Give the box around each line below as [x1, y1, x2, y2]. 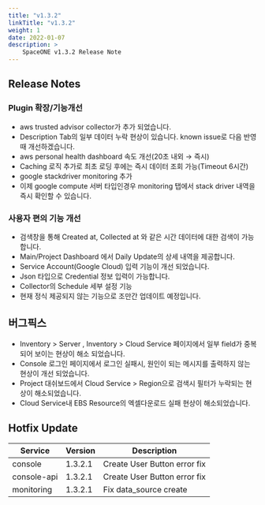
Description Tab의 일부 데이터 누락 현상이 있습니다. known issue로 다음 [19, 132, 242, 141]
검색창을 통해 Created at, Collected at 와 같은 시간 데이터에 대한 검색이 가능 [19, 232, 255, 241]
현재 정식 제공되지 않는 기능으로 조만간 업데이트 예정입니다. [19, 291, 201, 301]
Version [65, 445, 96, 456]
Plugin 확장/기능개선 [8, 103, 83, 114]
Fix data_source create [103, 484, 188, 495]
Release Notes [8, 77, 81, 91]
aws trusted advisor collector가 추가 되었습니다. [19, 122, 172, 131]
